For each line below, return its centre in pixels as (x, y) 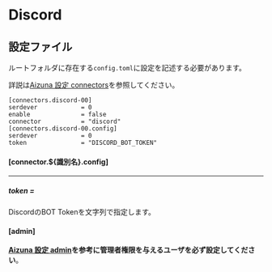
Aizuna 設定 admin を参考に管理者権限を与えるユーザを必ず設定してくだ (128, 250)
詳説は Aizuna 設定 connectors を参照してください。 (94, 85)
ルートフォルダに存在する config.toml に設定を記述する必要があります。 (127, 68)
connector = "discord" (65, 121)
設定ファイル (40, 47)
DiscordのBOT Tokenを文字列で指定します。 (82, 212)
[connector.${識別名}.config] (59, 161)
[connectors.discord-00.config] (63, 129)
